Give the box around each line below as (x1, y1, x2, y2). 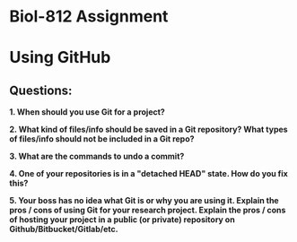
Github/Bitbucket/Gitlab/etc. (9, 224, 118, 235)
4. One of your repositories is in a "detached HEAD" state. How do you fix (9, 169, 289, 179)
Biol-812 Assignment (9, 6, 169, 27)
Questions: (9, 82, 73, 98)
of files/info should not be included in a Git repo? (9, 134, 195, 144)
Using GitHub (9, 48, 111, 68)
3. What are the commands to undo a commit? (9, 151, 185, 162)
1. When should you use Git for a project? (9, 107, 166, 117)
